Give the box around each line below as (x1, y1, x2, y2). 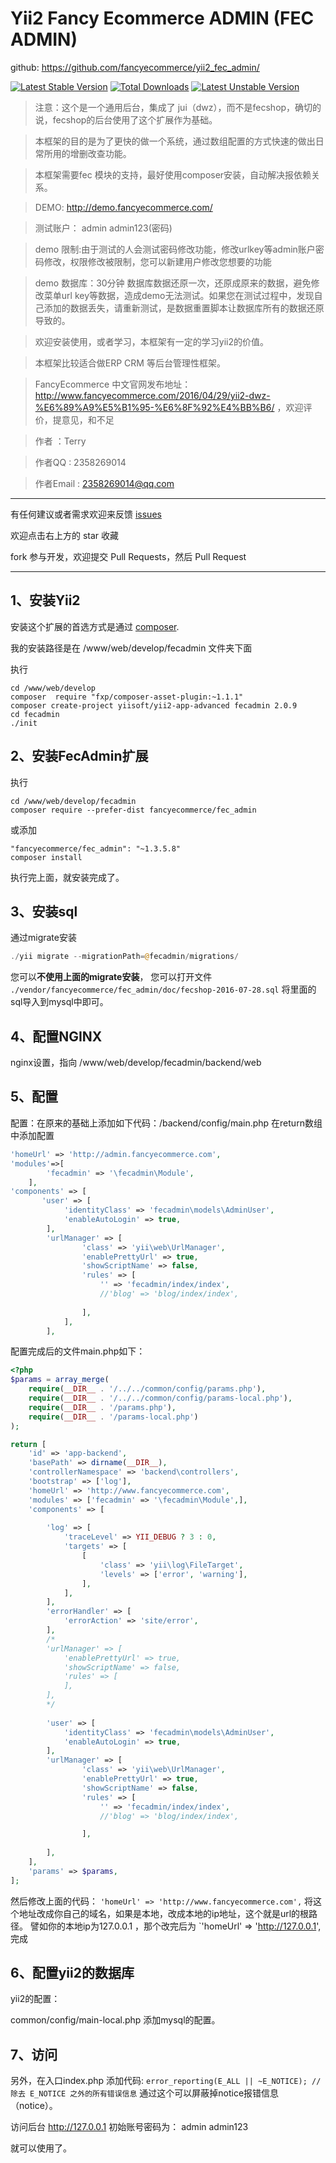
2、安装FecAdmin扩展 (10, 748, 149, 765)
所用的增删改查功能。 (43, 147, 132, 159)
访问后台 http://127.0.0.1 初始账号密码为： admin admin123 (10, 2121, 249, 2133)
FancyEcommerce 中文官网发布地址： (34, 378, 192, 390)
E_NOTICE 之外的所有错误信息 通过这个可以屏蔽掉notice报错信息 (29, 2087, 280, 2099)
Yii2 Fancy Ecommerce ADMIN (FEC (10, 7, 315, 30)
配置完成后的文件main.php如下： (10, 1345, 146, 1357)
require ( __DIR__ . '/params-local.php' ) (28, 1412, 199, 1422)
